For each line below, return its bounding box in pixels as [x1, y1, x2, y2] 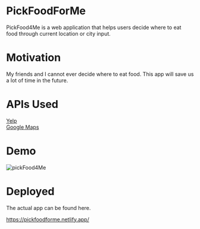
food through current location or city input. [6, 30, 111, 37]
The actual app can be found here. [6, 204, 91, 211]
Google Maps [6, 123, 39, 131]
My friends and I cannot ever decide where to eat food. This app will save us [6, 70, 194, 78]
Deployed [6, 185, 55, 198]
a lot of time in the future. [6, 77, 68, 84]
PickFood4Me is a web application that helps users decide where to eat [6, 24, 182, 31]
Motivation [6, 51, 61, 65]
